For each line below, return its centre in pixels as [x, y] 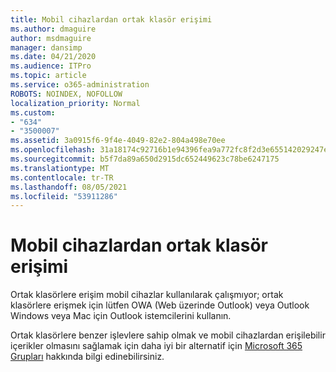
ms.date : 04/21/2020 [53, 57]
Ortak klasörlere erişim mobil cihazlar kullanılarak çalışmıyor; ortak [147, 295]
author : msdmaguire [51, 38]
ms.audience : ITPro [51, 66]
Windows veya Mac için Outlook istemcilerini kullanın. [121, 316]
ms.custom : [33, 112]
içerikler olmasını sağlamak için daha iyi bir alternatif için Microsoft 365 [156, 346]
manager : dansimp [46, 47]
